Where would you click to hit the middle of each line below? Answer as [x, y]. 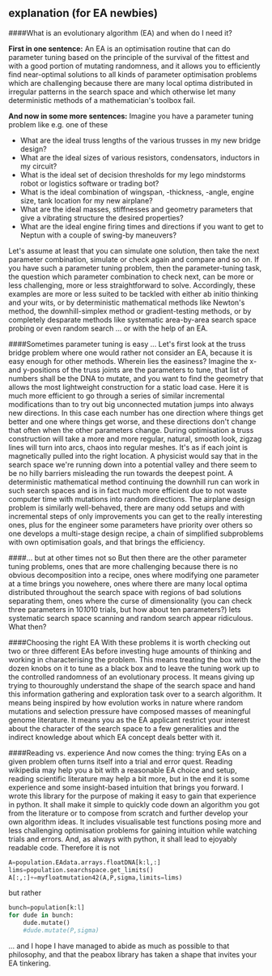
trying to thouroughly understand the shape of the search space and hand [132, 685]
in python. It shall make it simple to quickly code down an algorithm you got [134, 804]
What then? [28, 627]
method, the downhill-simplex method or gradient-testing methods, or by [130, 310]
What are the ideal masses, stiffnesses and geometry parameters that [136, 209]
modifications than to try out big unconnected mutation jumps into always [131, 404]
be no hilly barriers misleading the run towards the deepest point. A [121, 473]
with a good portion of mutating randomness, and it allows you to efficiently [134, 66]
